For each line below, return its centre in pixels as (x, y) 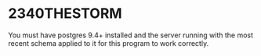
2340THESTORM (65, 14)
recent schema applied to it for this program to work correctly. (109, 43)
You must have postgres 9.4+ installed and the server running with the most (130, 35)
